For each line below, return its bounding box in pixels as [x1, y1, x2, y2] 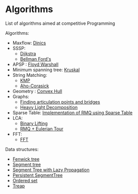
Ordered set [12, 177, 38, 183]
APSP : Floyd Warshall [12, 61, 59, 67]
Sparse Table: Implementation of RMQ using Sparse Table [12, 110, 132, 116]
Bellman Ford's [20, 56, 51, 62]
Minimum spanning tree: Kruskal [12, 67, 80, 73]
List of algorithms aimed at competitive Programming [5, 20, 115, 26]
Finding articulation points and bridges [20, 99, 100, 105]
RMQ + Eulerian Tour [20, 125, 64, 132]
